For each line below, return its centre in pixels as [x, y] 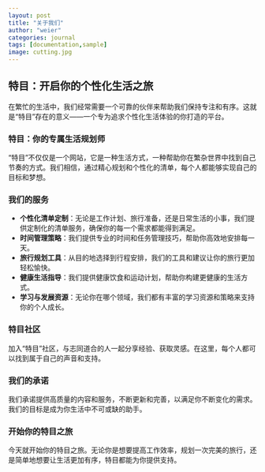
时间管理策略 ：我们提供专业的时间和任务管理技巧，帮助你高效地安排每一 [137, 238]
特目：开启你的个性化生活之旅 [81, 86]
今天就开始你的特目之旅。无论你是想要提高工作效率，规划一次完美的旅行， [129, 450]
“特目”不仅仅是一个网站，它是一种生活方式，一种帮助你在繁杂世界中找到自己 [132, 158]
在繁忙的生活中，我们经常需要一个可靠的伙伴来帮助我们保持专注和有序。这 [129, 107]
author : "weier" [35, 30]
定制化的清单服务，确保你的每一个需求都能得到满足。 [113, 228]
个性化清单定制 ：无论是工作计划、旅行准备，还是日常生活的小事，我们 [134, 219]
